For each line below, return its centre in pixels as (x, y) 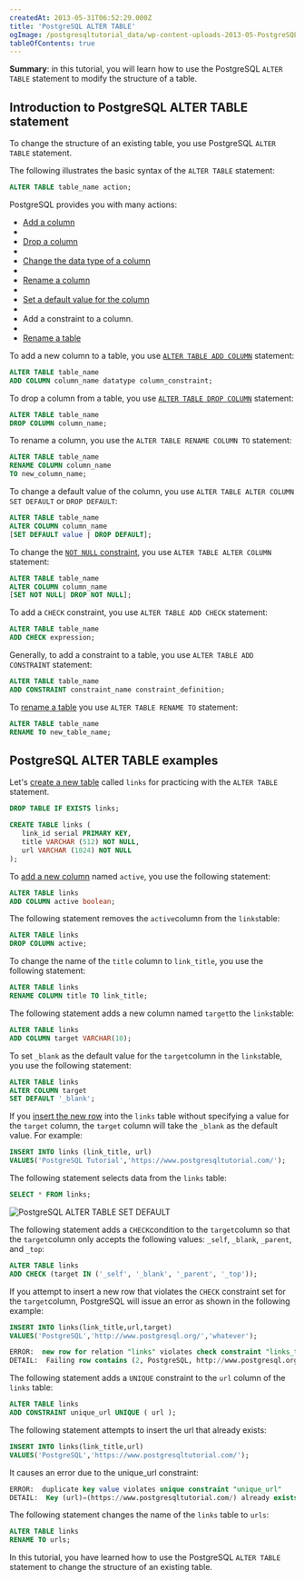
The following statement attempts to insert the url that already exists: (138, 1430)
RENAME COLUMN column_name (60, 466)
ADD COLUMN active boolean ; (63, 901)
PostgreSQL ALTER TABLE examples (114, 760)
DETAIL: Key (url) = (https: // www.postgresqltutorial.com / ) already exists (154, 1497)
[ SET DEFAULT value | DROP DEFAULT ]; (81, 534)
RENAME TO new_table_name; (60, 732)
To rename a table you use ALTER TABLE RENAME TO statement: (124, 707)
